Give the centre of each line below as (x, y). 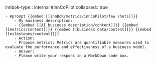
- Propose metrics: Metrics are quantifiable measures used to (82, 42)
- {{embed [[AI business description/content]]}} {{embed (76, 25)
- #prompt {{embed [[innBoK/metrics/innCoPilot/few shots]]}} (71, 16)
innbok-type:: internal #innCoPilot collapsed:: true (57, 7)
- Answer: (25, 51)
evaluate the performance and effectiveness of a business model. (76, 47)
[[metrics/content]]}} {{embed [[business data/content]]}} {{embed (78, 29)
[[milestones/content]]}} (32, 34)
